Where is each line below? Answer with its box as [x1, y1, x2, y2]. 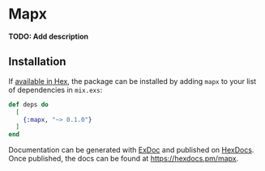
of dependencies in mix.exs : [8, 85, 103, 94]
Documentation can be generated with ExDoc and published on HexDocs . [8, 145, 254, 155]
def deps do [8, 100, 49, 109]
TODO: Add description [8, 31, 89, 41]
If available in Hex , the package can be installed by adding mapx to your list [8, 76, 257, 85]
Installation [8, 55, 66, 69]
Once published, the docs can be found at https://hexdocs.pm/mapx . [8, 154, 239, 164]
